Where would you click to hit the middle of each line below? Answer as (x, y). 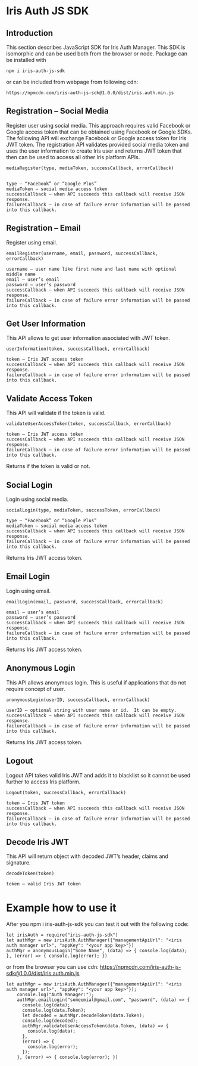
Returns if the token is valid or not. (48, 466)
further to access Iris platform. (43, 782)
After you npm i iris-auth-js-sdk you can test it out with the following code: (98, 924)
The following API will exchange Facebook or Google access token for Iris (96, 138)
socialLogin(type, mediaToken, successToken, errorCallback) (84, 510)
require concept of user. (36, 689)
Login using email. (29, 591)
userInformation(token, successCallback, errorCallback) (78, 349)
